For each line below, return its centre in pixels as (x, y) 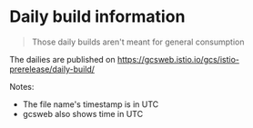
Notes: (22, 86)
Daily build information (97, 17)
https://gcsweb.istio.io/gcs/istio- (178, 59)
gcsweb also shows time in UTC (83, 113)
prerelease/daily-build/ (52, 69)
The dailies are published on (62, 59)
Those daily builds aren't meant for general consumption (138, 42)
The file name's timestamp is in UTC (91, 104)
